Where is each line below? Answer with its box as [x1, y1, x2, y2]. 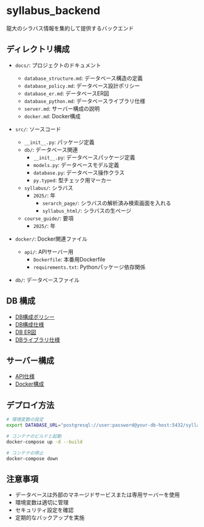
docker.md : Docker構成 [24, 112, 81, 119]
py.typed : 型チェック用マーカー [33, 176, 112, 183]
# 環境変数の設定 [6, 417, 44, 423]
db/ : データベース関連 [24, 146, 78, 153]
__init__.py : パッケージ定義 [24, 138, 95, 146]
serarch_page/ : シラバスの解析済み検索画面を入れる [42, 199, 172, 207]
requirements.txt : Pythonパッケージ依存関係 [33, 263, 146, 271]
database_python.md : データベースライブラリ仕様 [24, 97, 146, 104]
